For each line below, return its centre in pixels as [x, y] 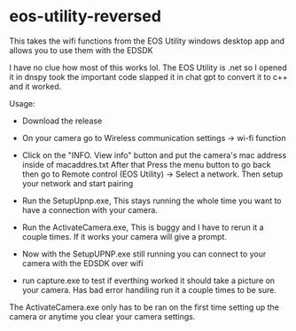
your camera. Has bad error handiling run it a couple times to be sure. [149, 289]
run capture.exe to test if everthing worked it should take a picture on [148, 280]
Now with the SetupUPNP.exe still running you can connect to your [144, 254]
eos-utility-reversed [86, 16]
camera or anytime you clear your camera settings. [102, 316]
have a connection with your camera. [90, 209]
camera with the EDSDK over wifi [82, 263]
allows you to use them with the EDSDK [81, 50]
